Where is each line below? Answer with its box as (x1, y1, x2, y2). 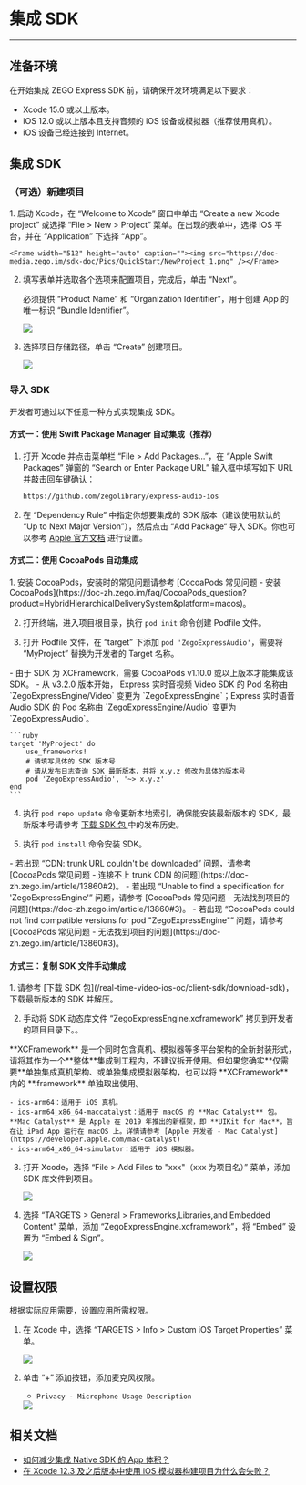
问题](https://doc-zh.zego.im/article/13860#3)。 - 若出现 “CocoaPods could (9, 904, 295, 915)
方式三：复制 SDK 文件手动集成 (9, 960, 126, 971)
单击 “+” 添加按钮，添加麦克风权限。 (22, 1372, 160, 1383)
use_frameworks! (25, 747, 88, 757)
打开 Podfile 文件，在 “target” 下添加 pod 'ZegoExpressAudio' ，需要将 (22, 637, 284, 648)
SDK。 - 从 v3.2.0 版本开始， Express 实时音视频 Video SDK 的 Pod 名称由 (9, 679, 289, 690)
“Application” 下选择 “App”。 (43, 231, 152, 242)
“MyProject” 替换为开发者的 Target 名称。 (22, 649, 179, 659)
